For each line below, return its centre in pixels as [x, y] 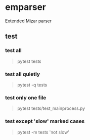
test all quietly [22, 74]
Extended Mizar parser [28, 21]
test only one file [26, 97]
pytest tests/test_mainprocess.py [51, 108]
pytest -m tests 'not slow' [43, 132]
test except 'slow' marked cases [45, 121]
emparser [25, 7]
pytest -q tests [32, 85]
